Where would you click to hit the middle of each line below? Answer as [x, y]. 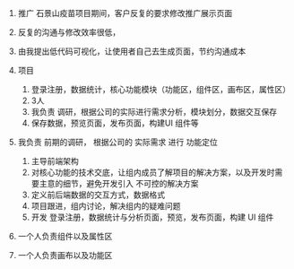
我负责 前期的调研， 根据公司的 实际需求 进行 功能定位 [117, 142]
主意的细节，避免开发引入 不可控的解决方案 [119, 183]
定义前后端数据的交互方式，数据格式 [98, 195]
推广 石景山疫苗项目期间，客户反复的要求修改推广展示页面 [125, 13]
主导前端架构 [55, 161]
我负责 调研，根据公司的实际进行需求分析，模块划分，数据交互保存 [154, 112]
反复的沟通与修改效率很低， [69, 32]
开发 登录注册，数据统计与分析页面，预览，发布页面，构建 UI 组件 [152, 217]
